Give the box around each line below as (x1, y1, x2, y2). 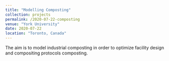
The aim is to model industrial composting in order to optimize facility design (5, 45, 164, 50)
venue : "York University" (5, 21, 60, 27)
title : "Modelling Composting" (5, 7, 71, 13)
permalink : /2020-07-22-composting (5, 17, 80, 22)
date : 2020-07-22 (5, 26, 42, 31)
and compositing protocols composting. (5, 50, 88, 56)
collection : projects (5, 12, 51, 17)
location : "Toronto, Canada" (5, 31, 67, 36)
